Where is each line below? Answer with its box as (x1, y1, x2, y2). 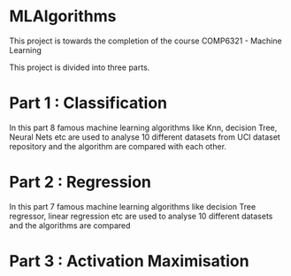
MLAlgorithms (9, 6, 117, 27)
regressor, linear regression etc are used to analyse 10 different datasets (9, 211, 273, 221)
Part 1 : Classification (9, 93, 168, 113)
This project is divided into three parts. (9, 62, 150, 73)
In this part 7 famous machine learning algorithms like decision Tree (9, 201, 257, 211)
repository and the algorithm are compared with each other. (9, 141, 227, 151)
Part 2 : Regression (9, 172, 152, 192)
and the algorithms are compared (9, 219, 131, 231)
